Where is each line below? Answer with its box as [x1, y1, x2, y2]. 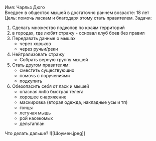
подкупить [19, 78, 43, 84]
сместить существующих [19, 67, 75, 73]
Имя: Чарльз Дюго [5, 5, 45, 10]
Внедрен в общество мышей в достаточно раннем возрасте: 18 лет [5, 10, 149, 16]
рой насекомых [19, 115, 53, 121]
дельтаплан [19, 120, 45, 126]
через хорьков [19, 41, 51, 47]
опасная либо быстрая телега [19, 89, 84, 94]
